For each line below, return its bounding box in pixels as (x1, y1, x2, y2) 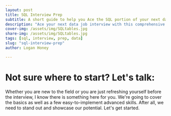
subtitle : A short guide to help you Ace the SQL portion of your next (5, 17, 160, 22)
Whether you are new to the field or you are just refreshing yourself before (5, 89, 162, 95)
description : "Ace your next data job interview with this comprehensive (5, 21, 165, 27)
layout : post (5, 7, 33, 13)
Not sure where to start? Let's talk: (5, 72, 155, 83)
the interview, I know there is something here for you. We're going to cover (5, 94, 162, 100)
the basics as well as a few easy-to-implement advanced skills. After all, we (5, 99, 164, 105)
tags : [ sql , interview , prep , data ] (5, 36, 83, 41)
